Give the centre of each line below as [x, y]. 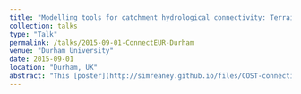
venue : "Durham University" [62, 51]
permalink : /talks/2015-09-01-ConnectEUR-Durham [102, 43]
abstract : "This [39, 76]
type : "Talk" [34, 34]
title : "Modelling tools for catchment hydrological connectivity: [138, 17]
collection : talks [43, 26]
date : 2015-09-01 [42, 59]
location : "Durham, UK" [54, 68]
